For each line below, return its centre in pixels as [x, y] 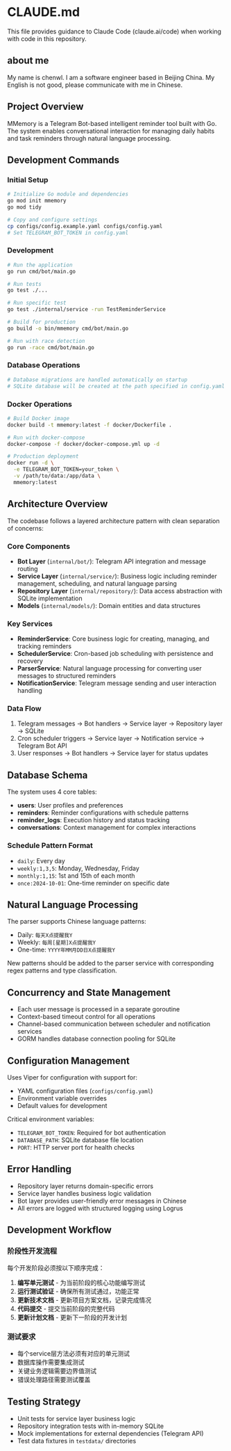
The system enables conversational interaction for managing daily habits [111, 131]
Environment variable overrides [62, 1098]
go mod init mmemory [37, 201]
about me [28, 61]
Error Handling [39, 1169]
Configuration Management [69, 1060]
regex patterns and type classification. [62, 970]
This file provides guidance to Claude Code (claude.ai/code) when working [114, 31]
